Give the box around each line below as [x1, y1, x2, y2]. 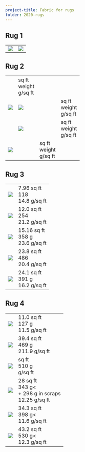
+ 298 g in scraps [18, 390, 61, 397]
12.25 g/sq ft [18, 396, 50, 403]
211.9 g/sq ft [18, 348, 50, 355]
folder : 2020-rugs [5, 12, 45, 17]
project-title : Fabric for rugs [5, 7, 74, 13]
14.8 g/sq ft [18, 197, 47, 204]
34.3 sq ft [18, 404, 42, 412]
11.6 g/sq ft [18, 417, 47, 424]
